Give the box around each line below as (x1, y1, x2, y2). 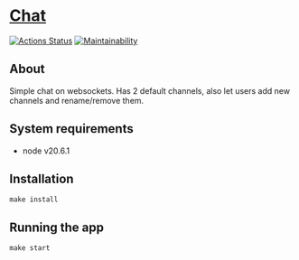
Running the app (9, 219, 104, 235)
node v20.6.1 (22, 145, 70, 156)
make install (9, 195, 59, 204)
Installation (9, 171, 74, 186)
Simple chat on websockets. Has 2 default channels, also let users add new (9, 85, 291, 96)
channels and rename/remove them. (9, 95, 145, 106)
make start (9, 244, 51, 253)
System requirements (9, 121, 134, 136)
